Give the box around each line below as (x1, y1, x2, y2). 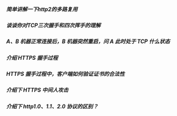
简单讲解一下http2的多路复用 (6, 5, 78, 13)
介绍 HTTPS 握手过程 (6, 54, 59, 61)
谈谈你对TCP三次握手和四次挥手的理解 (6, 22, 101, 29)
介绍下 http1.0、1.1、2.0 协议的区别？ (6, 102, 99, 110)
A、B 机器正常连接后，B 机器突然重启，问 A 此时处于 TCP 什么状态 (6, 38, 170, 45)
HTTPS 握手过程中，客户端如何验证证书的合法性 (6, 71, 125, 78)
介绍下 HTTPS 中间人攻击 (6, 87, 69, 94)
